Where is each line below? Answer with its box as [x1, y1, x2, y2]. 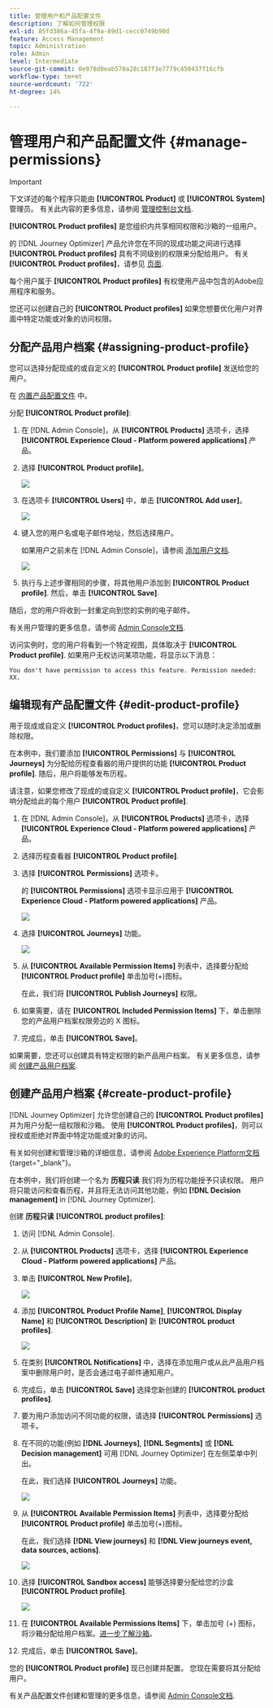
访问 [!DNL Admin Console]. [20, 1228, 115, 1238]
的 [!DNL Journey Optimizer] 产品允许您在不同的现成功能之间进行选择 [9, 239, 242, 248]
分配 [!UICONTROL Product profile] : [9, 408, 132, 418]
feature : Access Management [9, 34, 105, 43]
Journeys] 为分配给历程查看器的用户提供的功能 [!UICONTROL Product [9, 758, 246, 768]
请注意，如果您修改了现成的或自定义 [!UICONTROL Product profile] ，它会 [9, 786, 258, 795]
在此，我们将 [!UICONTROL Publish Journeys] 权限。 [20, 988, 201, 998]
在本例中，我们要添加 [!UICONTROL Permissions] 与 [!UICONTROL [9, 748, 236, 758]
